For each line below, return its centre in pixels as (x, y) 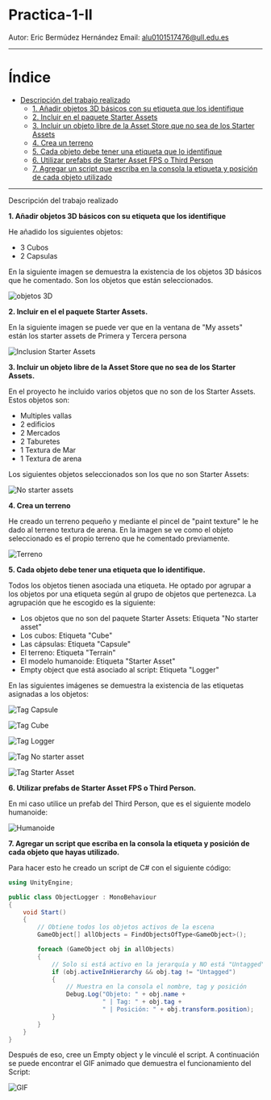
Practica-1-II (50, 15)
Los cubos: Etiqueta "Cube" (66, 635)
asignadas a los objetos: (48, 693)
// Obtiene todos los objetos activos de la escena (126, 927)
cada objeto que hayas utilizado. (64, 852)
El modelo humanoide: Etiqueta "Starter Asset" (98, 661)
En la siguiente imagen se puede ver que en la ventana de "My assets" (126, 327)
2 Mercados (40, 432)
